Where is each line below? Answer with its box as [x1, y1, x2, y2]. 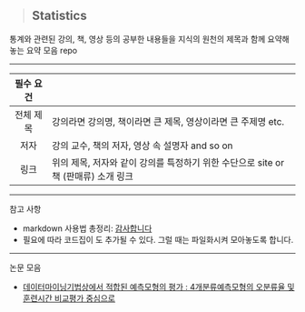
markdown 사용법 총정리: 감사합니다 [22, 223, 152, 234]
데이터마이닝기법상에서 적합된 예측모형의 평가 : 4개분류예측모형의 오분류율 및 [22, 281, 295, 292]
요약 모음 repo [25, 45, 78, 55]
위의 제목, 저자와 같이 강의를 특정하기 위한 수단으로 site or [51, 156, 284, 168]
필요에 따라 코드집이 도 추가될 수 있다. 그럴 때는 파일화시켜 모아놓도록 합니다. [22, 234, 294, 245]
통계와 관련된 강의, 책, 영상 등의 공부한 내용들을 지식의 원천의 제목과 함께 [9, 33, 266, 45]
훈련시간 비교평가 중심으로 [22, 292, 116, 304]
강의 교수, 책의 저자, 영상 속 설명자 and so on [51, 139, 233, 152]
